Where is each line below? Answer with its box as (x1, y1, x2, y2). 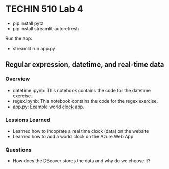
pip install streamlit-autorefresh (12, 25, 79, 31)
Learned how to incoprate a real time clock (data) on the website (12, 128, 149, 134)
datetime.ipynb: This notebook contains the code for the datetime (12, 87, 151, 93)
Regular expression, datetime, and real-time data (5, 60, 164, 69)
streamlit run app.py (12, 45, 55, 51)
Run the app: (5, 35, 32, 41)
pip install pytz (12, 20, 44, 26)
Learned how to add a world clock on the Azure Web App (12, 133, 134, 139)
